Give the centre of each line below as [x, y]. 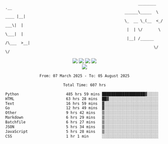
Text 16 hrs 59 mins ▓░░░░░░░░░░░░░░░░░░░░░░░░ [82, 103]
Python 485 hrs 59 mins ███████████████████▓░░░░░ [82, 94]
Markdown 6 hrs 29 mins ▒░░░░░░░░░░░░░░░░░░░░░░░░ [82, 118]
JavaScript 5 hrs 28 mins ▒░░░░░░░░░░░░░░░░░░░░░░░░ [82, 131]
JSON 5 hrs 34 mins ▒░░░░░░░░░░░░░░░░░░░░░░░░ [82, 127]
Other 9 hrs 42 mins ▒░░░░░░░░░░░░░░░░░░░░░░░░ [82, 113]
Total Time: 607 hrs [85, 85]
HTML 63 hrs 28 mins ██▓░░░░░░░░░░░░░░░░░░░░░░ [82, 99]
